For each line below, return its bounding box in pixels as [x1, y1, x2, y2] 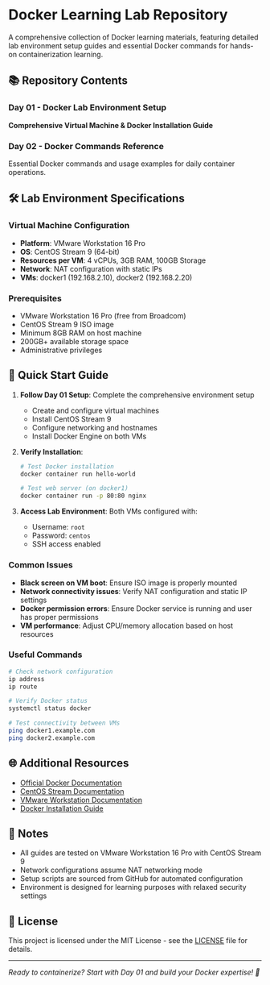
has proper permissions [19, 612, 99, 621]
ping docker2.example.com [8, 734, 95, 742]
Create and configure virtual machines [31, 405, 159, 415]
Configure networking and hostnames [31, 422, 158, 432]
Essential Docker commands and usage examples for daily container [8, 159, 235, 168]
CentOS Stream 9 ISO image [19, 319, 114, 329]
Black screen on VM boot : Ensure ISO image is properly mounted [19, 578, 238, 588]
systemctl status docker [8, 704, 92, 713]
